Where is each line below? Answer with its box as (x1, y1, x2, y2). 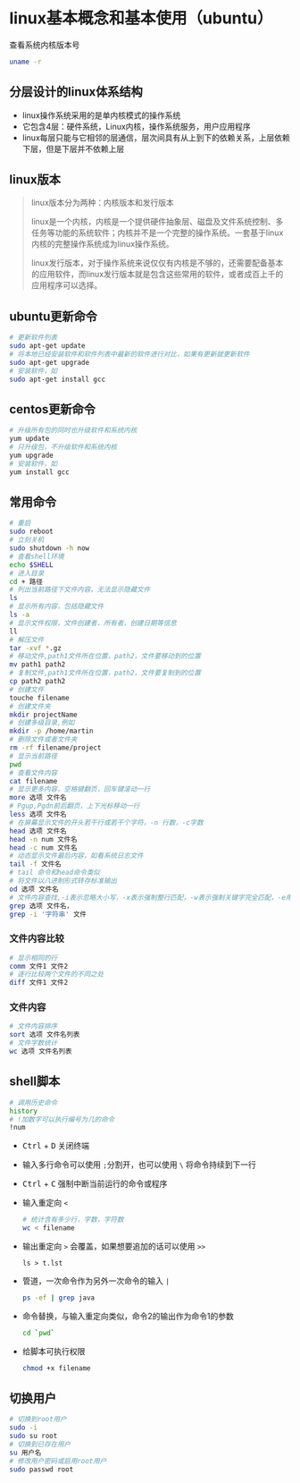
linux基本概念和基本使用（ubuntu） (9, 8, 273, 29)
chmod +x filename (21, 1363, 91, 1373)
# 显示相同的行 (9, 953, 58, 962)
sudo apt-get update (9, 342, 87, 351)
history (9, 1106, 38, 1115)
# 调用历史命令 (9, 1097, 58, 1107)
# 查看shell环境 (9, 552, 64, 561)
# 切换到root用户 (9, 1415, 67, 1424)
